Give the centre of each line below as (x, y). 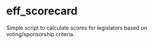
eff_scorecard (42, 11)
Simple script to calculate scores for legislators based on (77, 28)
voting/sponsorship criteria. (41, 34)
